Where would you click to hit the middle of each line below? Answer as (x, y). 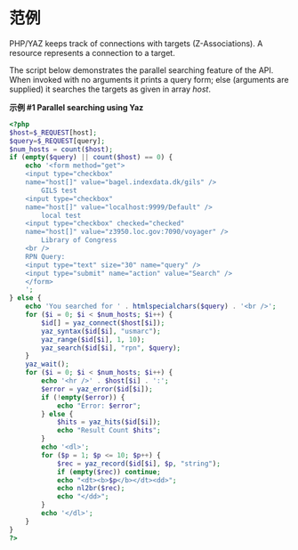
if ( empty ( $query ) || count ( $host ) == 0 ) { (91, 158)
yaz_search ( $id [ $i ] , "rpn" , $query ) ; (111, 348)
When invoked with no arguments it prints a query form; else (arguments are (149, 79)
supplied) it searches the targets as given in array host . (110, 89)
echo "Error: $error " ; (99, 406)
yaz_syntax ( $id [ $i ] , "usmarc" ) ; (101, 331)
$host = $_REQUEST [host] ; (53, 133)
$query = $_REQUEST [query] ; (57, 141)
